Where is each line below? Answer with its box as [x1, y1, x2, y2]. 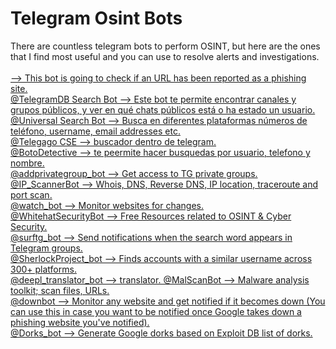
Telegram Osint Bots [10, 7, 183, 30]
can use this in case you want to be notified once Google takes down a [10, 305, 302, 317]
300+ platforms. [10, 263, 77, 275]
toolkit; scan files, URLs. [10, 284, 110, 296]
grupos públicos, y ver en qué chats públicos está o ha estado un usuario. [10, 103, 316, 116]
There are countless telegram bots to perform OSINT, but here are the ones [10, 40, 321, 52]
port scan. [10, 188, 53, 201]
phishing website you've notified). [10, 316, 150, 328]
